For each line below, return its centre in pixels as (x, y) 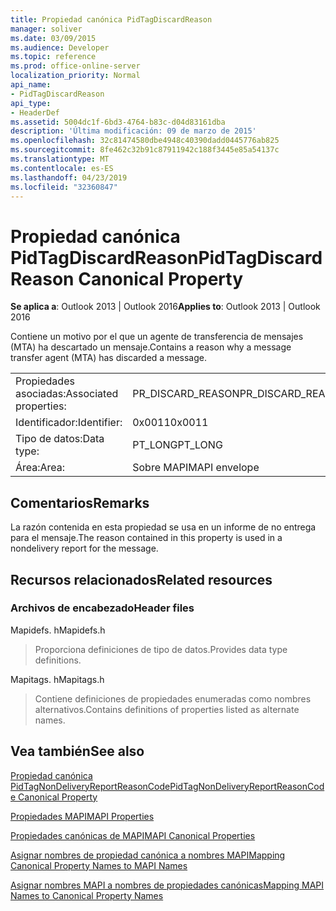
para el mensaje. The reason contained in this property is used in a (146, 538)
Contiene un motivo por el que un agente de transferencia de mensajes (157, 337)
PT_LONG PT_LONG (177, 445)
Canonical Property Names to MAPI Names (99, 865)
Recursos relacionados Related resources (141, 579)
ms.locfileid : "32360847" (64, 187)
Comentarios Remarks (80, 502)
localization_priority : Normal (75, 76)
